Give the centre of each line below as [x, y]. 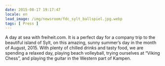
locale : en [16, 14]
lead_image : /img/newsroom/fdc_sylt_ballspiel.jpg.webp [64, 19]
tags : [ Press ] [22, 23]
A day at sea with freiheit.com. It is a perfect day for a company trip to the [80, 37]
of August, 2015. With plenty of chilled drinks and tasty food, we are [74, 48]
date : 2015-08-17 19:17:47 [33, 10]
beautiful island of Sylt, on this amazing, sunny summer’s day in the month [81, 43]
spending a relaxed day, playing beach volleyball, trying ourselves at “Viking [83, 53]
